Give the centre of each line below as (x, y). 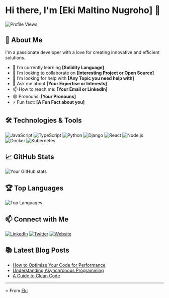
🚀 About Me (24, 40)
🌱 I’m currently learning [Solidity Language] (58, 67)
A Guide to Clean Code (36, 276)
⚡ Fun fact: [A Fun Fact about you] (49, 102)
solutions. (15, 57)
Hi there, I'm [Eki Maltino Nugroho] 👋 (83, 10)
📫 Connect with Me (37, 219)
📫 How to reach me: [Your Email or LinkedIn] (60, 89)
